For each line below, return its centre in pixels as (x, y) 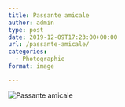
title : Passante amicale (49, 15)
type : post (26, 30)
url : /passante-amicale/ (49, 45)
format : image (31, 66)
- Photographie (40, 59)
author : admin (31, 23)
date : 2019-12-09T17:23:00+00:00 (63, 37)
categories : (28, 52)
